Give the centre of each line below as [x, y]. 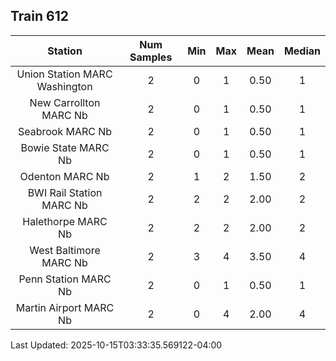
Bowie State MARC [65, 147]
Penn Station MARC [65, 279]
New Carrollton [65, 102]
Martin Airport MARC [65, 307]
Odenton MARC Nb [64, 176]
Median [302, 51]
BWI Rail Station [65, 192]
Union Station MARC [64, 74]
